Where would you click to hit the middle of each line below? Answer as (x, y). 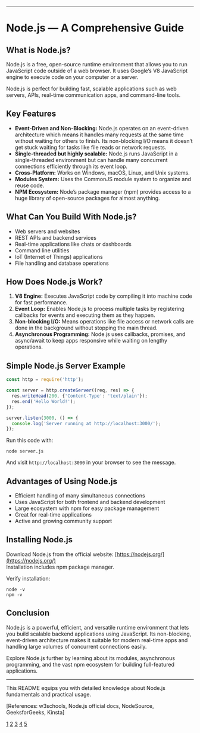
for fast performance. (41, 303)
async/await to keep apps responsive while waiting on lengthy (91, 341)
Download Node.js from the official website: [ (62, 554)
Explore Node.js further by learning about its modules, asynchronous (91, 658)
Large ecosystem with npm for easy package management (87, 508)
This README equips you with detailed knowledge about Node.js (86, 688)
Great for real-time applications (53, 515)
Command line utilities (42, 250)
